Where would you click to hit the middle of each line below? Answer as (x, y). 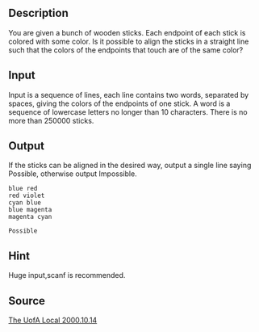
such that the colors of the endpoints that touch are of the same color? (126, 50)
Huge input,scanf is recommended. (67, 275)
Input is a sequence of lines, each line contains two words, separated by (129, 95)
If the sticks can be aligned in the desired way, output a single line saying (130, 166)
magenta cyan (30, 217)
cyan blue (25, 203)
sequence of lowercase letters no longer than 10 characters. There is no (128, 111)
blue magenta (30, 210)
